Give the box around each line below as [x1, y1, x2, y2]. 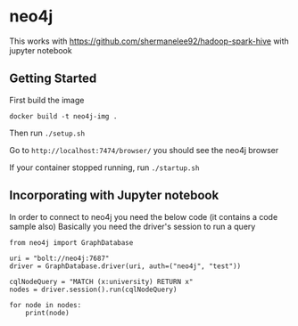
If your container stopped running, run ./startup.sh [9, 162, 200, 173]
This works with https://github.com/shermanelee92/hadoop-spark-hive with [9, 36, 290, 46]
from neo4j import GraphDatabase [9, 238, 134, 247]
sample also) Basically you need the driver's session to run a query [9, 221, 256, 232]
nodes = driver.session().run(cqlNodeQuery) [9, 285, 178, 294]
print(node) [25, 308, 70, 317]
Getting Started [9, 71, 97, 86]
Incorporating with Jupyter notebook [9, 188, 219, 203]
